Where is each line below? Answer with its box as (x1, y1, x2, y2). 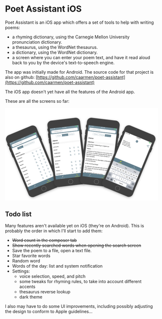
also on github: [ (5, 74, 38, 80)
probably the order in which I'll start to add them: (5, 228, 103, 234)
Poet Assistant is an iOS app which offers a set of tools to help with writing (5, 19, 154, 25)
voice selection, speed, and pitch (19, 273, 86, 279)
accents (19, 284, 35, 289)
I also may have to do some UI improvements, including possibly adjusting (5, 303, 153, 309)
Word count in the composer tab (12, 238, 77, 243)
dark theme (19, 294, 43, 300)
